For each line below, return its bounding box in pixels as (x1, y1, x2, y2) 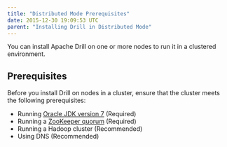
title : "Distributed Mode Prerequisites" (7, 10, 130, 17)
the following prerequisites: (7, 96, 86, 105)
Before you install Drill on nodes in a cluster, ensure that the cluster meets (7, 89, 221, 97)
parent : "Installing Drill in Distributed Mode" (7, 23, 152, 30)
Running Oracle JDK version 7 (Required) (17, 110, 137, 118)
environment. (7, 50, 46, 58)
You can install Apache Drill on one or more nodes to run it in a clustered (7, 43, 216, 51)
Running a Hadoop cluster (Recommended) (17, 125, 143, 133)
